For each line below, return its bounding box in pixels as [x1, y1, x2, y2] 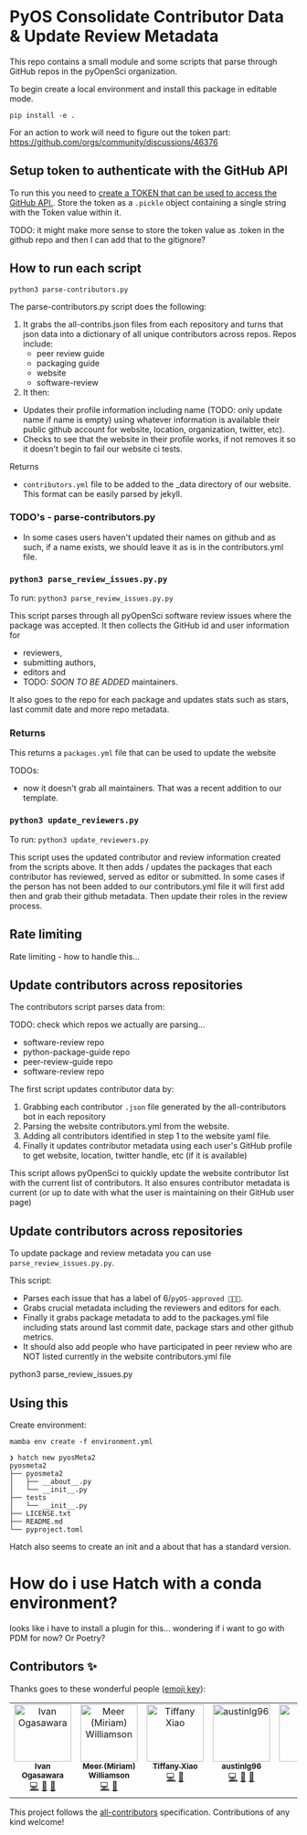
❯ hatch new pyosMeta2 [9, 1453, 96, 1462]
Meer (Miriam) [81, 1761, 136, 1771]
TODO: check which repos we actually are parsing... [9, 1019, 206, 1030]
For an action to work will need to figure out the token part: [9, 126, 231, 138]
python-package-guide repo [22, 1046, 131, 1057]
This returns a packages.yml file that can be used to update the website [9, 748, 277, 758]
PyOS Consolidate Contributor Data [9, 6, 285, 27]
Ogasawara [21, 1770, 64, 1780]
